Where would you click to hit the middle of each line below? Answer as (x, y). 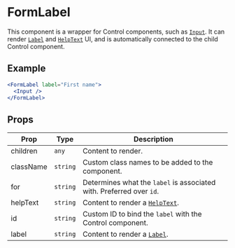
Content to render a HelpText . (131, 202)
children (24, 151)
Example (27, 68)
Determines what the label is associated (149, 183)
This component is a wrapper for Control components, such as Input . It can (116, 32)
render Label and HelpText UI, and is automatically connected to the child (113, 39)
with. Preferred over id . (121, 191)
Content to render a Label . (126, 234)
